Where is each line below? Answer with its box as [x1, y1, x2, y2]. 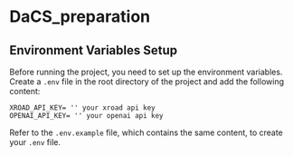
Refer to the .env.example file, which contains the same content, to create [9, 127, 283, 138]
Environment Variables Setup [9, 43, 178, 58]
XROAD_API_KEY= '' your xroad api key [9, 103, 156, 112]
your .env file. [9, 137, 61, 147]
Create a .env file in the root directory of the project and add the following [9, 76, 285, 87]
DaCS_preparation [9, 6, 151, 27]
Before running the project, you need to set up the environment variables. [9, 66, 283, 77]
